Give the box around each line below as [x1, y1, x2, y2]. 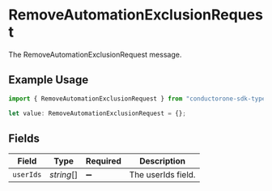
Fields [8, 131, 40, 145]
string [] [49, 169, 79, 180]
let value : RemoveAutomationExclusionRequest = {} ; [8, 109, 186, 117]
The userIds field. [129, 169, 196, 180]
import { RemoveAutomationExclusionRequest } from [8, 95, 183, 103]
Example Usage [8, 73, 89, 87]
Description [139, 155, 186, 167]
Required [85, 155, 121, 167]
